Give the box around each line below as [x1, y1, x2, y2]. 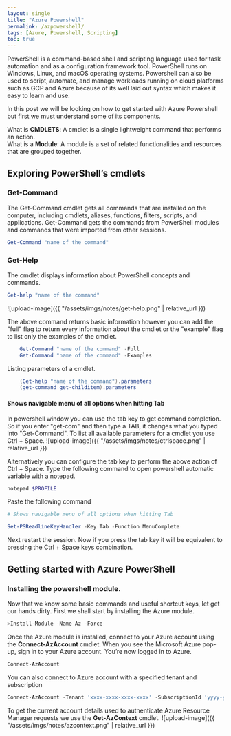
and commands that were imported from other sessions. [7, 226, 166, 234]
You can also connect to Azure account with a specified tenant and [7, 673, 197, 682]
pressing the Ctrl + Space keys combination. [7, 543, 133, 552]
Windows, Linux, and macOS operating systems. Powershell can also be [7, 70, 212, 78]
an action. [7, 132, 36, 141]
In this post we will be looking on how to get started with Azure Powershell [7, 105, 218, 113]
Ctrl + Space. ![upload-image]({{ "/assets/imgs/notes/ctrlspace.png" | [7, 436, 206, 445]
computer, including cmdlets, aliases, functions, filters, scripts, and [7, 211, 197, 219]
